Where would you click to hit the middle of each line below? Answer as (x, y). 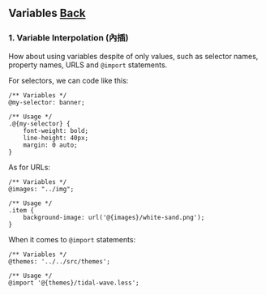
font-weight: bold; (56, 130)
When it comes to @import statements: (72, 239)
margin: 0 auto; (51, 145)
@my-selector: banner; (47, 102)
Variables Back (47, 13)
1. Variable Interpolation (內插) (69, 38)
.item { (21, 210)
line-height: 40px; (56, 138)
